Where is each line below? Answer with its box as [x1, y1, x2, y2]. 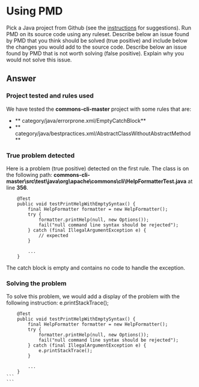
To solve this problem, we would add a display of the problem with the [6, 293, 180, 300]
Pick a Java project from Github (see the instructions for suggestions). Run [6, 24, 191, 31]
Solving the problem [6, 279, 67, 287]
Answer [6, 73, 37, 84]
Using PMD [6, 4, 63, 18]
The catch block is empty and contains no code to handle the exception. [6, 264, 185, 271]
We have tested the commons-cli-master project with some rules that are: [6, 105, 191, 113]
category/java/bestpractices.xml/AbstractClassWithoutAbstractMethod [14, 129, 191, 137]
